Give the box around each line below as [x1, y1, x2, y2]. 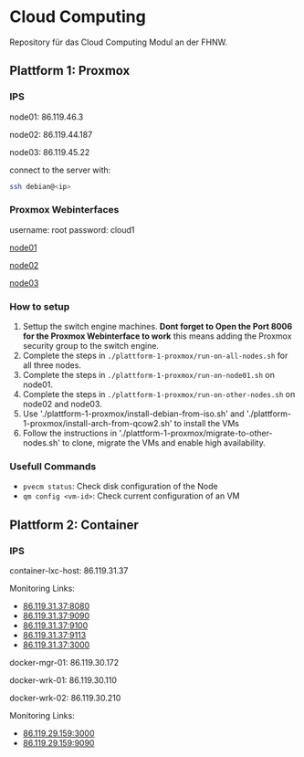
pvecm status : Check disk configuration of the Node [22, 481, 218, 492]
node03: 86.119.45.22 [9, 146, 90, 157]
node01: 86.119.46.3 [9, 111, 84, 122]
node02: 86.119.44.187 [9, 129, 93, 140]
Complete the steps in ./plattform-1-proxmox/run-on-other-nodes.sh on [22, 389, 296, 400]
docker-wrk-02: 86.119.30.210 [9, 692, 121, 704]
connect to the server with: [9, 164, 111, 175]
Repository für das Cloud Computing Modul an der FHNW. [9, 37, 228, 47]
